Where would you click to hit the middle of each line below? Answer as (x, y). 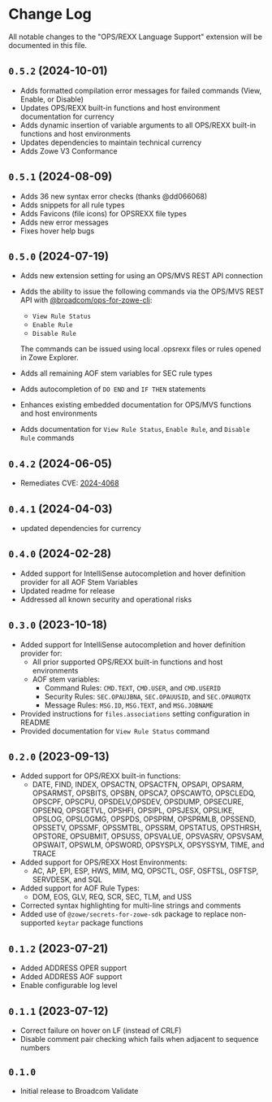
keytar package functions (100, 923)
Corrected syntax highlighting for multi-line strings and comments (130, 906)
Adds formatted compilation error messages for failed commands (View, (141, 90)
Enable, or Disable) (52, 99)
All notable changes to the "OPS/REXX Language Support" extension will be (135, 37)
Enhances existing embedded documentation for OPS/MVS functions (136, 405)
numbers (35, 1048)
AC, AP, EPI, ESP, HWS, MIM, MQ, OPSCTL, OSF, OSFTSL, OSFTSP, (145, 871)
